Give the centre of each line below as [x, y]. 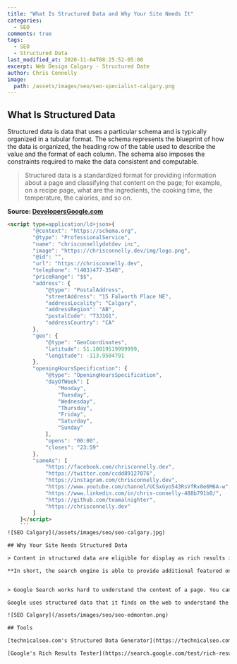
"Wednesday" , [77, 402]
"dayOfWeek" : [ [67, 382]
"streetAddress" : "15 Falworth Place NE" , [108, 296]
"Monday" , [72, 388]
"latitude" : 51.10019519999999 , [92, 349]
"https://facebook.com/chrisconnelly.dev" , [110, 467]
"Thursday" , [75, 408]
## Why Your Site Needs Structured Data [68, 545]
